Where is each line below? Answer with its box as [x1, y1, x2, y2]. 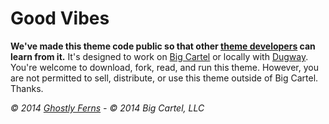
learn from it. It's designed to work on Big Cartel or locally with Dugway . [10, 50, 309, 62]
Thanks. [10, 82, 44, 94]
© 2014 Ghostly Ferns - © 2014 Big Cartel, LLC [10, 102, 205, 114]
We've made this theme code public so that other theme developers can [10, 40, 316, 52]
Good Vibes [10, 7, 110, 30]
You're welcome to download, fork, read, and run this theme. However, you [10, 61, 319, 73]
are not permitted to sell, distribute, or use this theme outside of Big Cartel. [10, 72, 319, 84]
